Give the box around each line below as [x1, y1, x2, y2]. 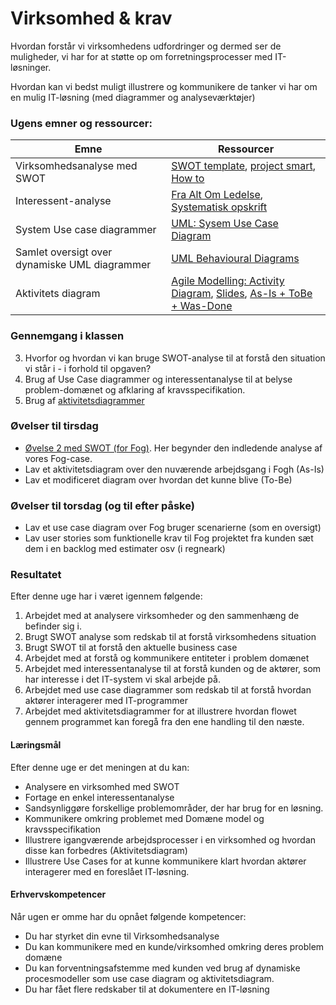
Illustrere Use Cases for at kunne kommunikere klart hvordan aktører [24, 855, 307, 867]
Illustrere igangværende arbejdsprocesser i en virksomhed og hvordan [24, 833, 317, 846]
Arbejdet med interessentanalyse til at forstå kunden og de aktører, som [24, 663, 322, 675]
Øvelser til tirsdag [10, 419, 99, 433]
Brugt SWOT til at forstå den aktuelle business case [24, 642, 238, 654]
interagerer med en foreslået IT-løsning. [24, 865, 190, 877]
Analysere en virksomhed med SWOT [24, 780, 180, 792]
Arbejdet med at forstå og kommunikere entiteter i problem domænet [24, 652, 310, 664]
